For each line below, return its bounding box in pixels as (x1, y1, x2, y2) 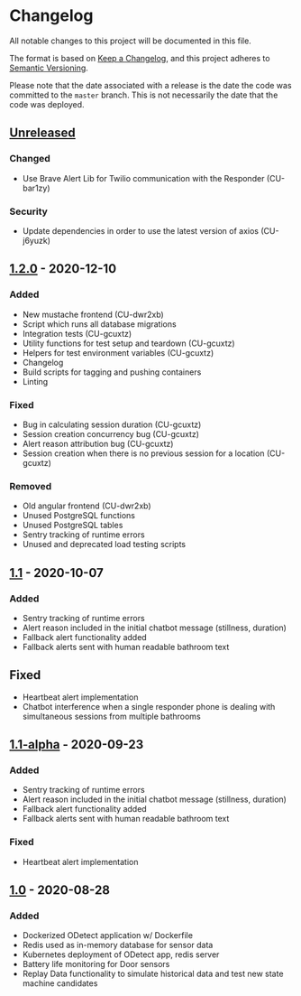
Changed (9, 153, 51, 165)
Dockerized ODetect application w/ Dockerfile (22, 930, 194, 941)
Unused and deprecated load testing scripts (22, 539, 187, 550)
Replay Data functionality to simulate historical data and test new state (22, 968, 284, 980)
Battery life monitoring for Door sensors (22, 959, 170, 970)
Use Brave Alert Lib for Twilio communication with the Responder (22, 172, 265, 183)
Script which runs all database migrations (22, 318, 178, 330)
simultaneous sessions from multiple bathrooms (22, 711, 201, 721)
